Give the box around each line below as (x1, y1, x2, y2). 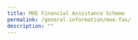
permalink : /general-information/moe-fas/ (7, 16, 131, 23)
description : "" (7, 22, 54, 29)
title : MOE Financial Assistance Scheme (7, 9, 126, 17)
